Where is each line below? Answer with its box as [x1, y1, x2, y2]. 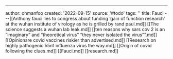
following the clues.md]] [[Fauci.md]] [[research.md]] [5, 48, 118, 54]
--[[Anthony [5, 16, 31, 21]
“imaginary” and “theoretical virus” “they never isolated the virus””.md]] [5, 32, 157, 38]
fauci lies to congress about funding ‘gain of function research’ [31, 16, 165, 21]
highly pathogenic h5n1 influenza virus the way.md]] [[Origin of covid [5, 43, 152, 48]
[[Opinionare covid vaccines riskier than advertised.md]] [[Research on [5, 37, 156, 43]
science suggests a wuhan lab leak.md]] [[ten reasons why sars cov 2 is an [5, 26, 165, 32]
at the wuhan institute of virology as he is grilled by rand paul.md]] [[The [5, 21, 159, 27]
